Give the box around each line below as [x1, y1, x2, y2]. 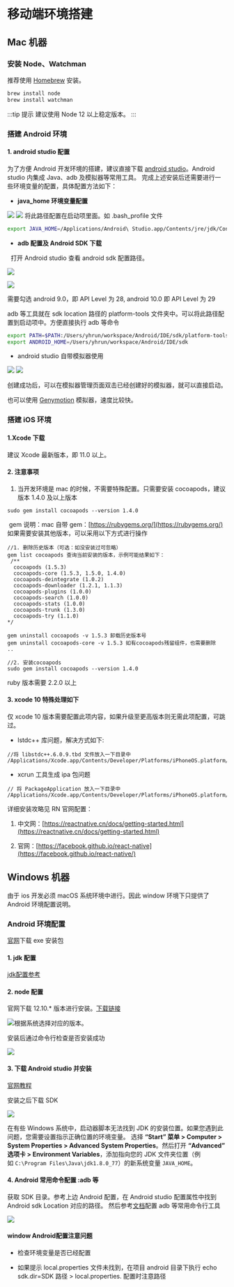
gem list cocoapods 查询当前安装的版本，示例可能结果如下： [7, 551, 165, 558]
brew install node [7, 90, 61, 97]
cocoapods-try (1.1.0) [13, 612, 79, 619]
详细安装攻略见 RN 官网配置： [7, 804, 93, 812]
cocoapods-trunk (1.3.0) [13, 606, 86, 613]
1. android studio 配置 [7, 148, 70, 156]
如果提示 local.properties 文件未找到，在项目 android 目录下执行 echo [17, 1263, 217, 1272]
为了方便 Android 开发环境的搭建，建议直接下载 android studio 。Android [7, 164, 215, 173]
